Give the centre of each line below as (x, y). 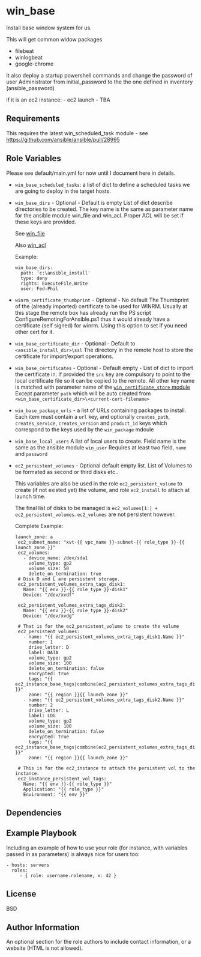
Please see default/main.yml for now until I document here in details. (91, 173)
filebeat (24, 51)
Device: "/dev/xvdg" (49, 616)
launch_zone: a (34, 537)
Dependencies (34, 813)
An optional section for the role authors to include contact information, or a (99, 942)
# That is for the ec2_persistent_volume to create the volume (98, 626)
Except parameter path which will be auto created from (83, 393)
